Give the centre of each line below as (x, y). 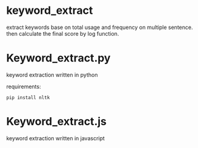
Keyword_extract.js (57, 122)
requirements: (24, 86)
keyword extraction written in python (52, 75)
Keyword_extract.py (58, 58)
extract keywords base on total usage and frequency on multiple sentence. (100, 27)
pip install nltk (28, 97)
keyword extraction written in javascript (55, 138)
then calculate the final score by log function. (63, 33)
